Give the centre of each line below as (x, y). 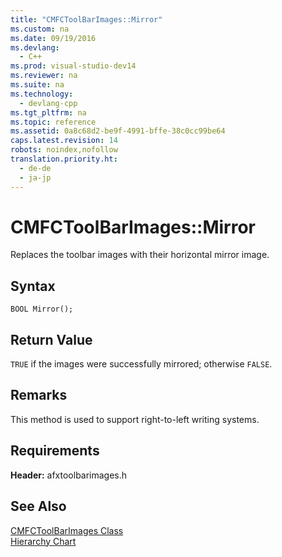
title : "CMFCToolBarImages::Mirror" (86, 19)
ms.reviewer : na (44, 76)
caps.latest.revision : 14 (64, 141)
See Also (38, 506)
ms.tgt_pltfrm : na (48, 112)
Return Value (51, 339)
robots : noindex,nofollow (64, 150)
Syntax (33, 286)
